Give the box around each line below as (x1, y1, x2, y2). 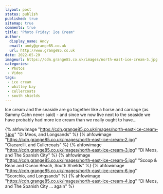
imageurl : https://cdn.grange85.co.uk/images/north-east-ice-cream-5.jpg (5, 57, 158, 62)
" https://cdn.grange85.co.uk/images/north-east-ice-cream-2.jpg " (5, 137, 137, 143)
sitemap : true (5, 20, 34, 26)
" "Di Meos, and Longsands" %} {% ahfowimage (14, 132, 112, 137)
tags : (5, 75, 16, 80)
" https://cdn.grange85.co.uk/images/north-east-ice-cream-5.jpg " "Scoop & (5, 157, 157, 163)
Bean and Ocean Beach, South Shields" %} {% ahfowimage (5, 163, 125, 169)
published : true (5, 16, 38, 21)
